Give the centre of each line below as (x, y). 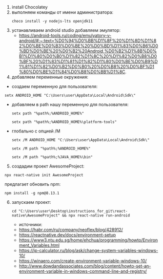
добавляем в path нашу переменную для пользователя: (70, 104)
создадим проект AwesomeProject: (48, 166)
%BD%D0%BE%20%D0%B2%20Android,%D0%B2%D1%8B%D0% (88, 51)
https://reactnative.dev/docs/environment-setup (67, 235)
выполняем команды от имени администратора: (62, 12)
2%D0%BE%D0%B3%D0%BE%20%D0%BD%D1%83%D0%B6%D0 (88, 46)
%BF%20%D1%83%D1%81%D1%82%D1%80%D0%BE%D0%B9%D (88, 61)
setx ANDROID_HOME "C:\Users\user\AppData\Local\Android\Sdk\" (70, 95)
